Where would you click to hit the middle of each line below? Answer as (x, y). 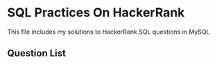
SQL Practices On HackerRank (96, 13)
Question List (36, 53)
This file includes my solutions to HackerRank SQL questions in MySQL (108, 32)
